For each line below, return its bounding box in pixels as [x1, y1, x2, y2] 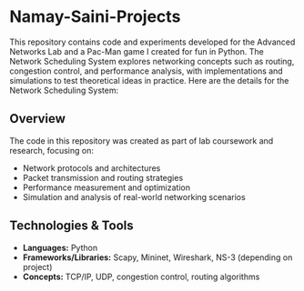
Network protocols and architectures [22, 162, 161, 174]
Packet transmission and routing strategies [22, 172, 184, 183]
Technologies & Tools [9, 218, 134, 234]
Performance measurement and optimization [22, 182, 191, 193]
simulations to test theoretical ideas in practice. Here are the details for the [9, 75, 289, 85]
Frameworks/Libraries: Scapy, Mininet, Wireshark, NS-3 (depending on [22, 252, 293, 263]
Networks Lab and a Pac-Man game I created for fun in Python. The [9, 45, 264, 56]
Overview [9, 111, 66, 126]
